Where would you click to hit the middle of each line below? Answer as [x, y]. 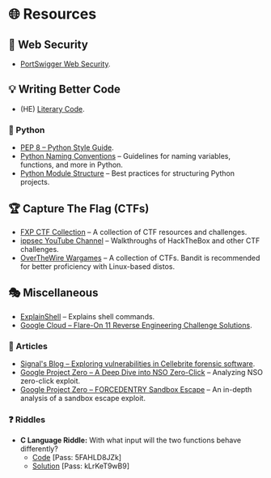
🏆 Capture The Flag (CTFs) [79, 209]
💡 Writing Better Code [65, 90]
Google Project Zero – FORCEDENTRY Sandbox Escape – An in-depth [136, 390]
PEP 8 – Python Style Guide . [67, 147]
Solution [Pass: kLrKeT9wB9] [81, 466]
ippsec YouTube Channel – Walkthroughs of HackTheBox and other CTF [140, 241]
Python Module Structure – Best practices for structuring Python [127, 173]
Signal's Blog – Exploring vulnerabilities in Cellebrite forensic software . [138, 364]
